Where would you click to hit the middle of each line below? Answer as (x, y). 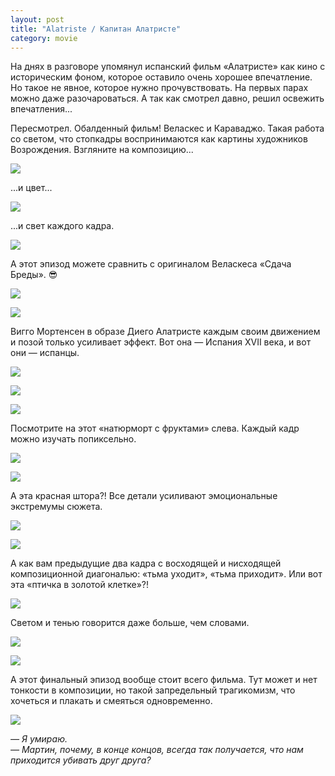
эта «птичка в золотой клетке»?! (80, 585)
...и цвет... (31, 188)
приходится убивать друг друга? (81, 760)
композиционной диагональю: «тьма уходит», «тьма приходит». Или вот (166, 574)
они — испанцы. (45, 353)
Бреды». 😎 (34, 275)
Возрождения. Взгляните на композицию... (102, 150)
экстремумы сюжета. (56, 507)
